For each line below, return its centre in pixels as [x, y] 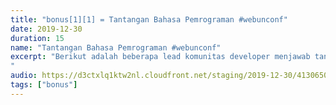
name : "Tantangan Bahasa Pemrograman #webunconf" [116, 47]
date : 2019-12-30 [46, 29]
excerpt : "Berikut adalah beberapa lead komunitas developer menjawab [160, 57]
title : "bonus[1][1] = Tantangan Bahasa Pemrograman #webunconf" [149, 19]
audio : [24, 76]
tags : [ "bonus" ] [44, 85]
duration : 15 [37, 38]
